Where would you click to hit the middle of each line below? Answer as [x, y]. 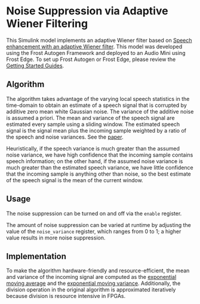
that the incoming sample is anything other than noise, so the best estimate [99, 174]
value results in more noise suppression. [56, 238]
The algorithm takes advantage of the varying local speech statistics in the [98, 99]
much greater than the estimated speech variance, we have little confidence [100, 167]
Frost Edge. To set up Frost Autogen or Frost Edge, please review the [91, 59]
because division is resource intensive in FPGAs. [66, 296]
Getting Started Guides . [35, 65]
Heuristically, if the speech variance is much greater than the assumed [93, 148]
